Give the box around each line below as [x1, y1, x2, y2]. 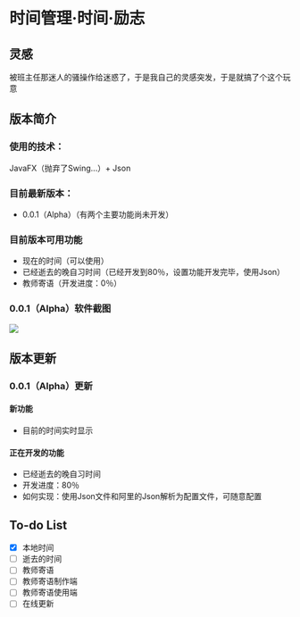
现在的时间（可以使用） [21, 255, 109, 266]
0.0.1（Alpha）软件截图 [9, 303, 112, 315]
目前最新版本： [9, 187, 74, 199]
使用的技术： [9, 140, 65, 153]
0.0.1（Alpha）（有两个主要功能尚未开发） [21, 209, 174, 220]
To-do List [9, 517, 68, 532]
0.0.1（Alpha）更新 [9, 379, 94, 392]
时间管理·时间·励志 [9, 8, 146, 29]
